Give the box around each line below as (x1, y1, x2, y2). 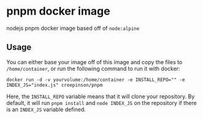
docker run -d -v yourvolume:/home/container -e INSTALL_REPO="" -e (6, 76, 185, 83)
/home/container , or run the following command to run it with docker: (6, 65, 180, 72)
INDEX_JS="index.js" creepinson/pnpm (6, 82, 103, 88)
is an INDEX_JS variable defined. (6, 106, 86, 113)
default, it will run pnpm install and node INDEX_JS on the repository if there (6, 99, 197, 106)
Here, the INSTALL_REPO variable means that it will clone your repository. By (6, 93, 195, 100)
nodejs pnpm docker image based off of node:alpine (6, 24, 140, 32)
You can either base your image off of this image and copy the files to (6, 58, 183, 65)
